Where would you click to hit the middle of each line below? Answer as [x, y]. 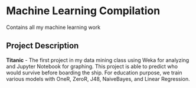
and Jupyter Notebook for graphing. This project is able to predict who [92, 66]
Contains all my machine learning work [53, 27]
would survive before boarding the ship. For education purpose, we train [94, 73]
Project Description [43, 46]
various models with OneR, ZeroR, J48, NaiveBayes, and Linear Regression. [98, 79]
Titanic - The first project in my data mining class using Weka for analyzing [98, 60]
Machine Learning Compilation [83, 11]
